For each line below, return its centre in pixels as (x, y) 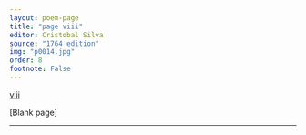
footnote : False (40, 69)
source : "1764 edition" (55, 43)
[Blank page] (33, 112)
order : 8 (26, 60)
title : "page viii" (46, 26)
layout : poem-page (44, 18)
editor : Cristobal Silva (56, 35)
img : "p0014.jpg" (42, 52)
